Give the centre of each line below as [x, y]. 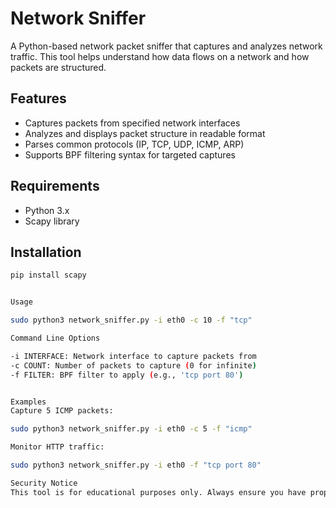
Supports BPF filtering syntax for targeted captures [130, 154]
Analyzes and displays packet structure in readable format [145, 133]
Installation [46, 252]
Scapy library [52, 221]
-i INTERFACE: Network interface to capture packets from [133, 356]
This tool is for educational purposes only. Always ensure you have [158, 492]
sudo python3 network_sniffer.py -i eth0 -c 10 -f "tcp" [131, 320]
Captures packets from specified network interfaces [132, 123]
